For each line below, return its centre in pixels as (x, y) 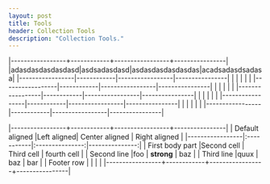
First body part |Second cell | (196, 145)
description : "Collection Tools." (66, 38)
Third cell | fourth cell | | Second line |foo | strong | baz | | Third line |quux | (133, 154)
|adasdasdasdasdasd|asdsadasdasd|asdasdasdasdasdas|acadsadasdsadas (135, 70)
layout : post (30, 16)
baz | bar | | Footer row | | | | (55, 163)
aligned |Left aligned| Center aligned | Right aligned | (96, 137)
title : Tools (30, 23)
